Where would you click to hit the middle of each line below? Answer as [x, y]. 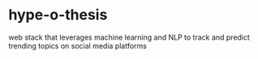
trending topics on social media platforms [78, 45]
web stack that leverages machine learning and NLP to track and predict [129, 37]
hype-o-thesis [58, 15]
